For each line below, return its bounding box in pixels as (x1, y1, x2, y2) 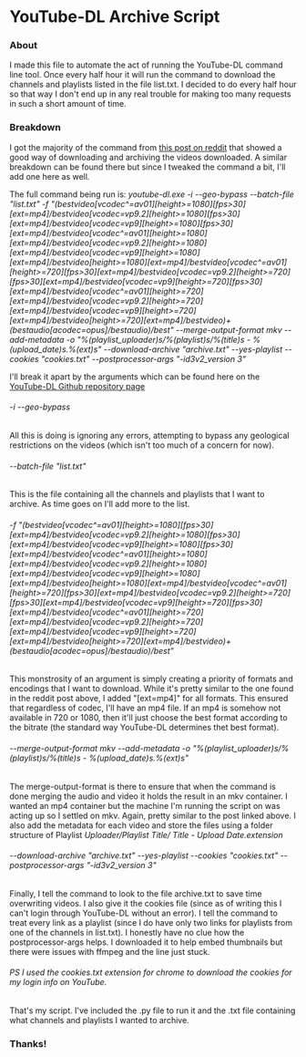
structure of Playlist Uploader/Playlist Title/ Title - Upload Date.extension (9, 829, 284, 840)
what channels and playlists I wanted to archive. (9, 1015, 189, 1025)
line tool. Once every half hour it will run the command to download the (9, 69, 276, 80)
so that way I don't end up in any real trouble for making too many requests (9, 88, 291, 99)
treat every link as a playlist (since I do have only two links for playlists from (9, 917, 293, 927)
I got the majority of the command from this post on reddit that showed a (9, 141, 282, 152)
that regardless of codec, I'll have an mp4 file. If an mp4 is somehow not (9, 702, 281, 713)
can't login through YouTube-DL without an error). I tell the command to (9, 907, 278, 918)
